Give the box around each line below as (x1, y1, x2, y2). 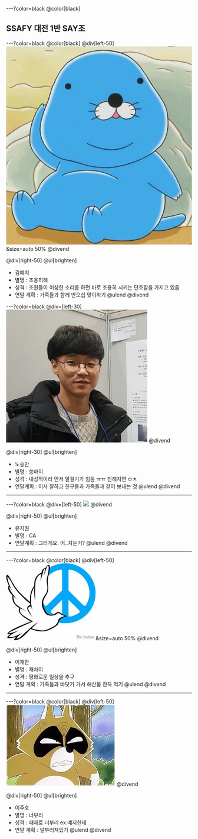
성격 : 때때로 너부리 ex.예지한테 (14, 819, 87, 826)
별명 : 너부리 (14, 811, 44, 818)
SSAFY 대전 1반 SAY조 (6, 24, 85, 34)
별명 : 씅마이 (14, 467, 44, 475)
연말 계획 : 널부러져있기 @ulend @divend (14, 826, 111, 833)
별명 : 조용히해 (14, 276, 48, 283)
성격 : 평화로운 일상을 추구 (14, 673, 75, 680)
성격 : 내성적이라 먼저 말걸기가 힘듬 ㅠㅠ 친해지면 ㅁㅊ (14, 475, 137, 482)
